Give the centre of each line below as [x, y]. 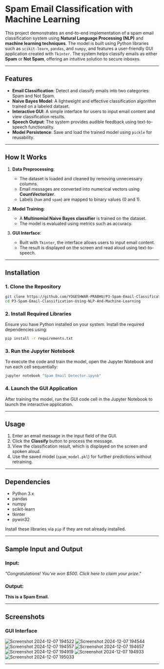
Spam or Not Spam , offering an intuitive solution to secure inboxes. [73, 59]
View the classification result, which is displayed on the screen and [80, 446]
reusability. [23, 137]
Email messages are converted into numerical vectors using [80, 189]
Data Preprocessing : [33, 169]
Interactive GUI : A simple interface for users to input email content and [83, 111]
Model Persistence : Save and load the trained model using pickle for [82, 132]
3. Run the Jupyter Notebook [40, 351]
